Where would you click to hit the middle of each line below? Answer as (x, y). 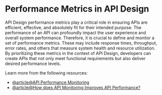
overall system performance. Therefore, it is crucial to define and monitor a (80, 38)
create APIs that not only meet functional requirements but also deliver (75, 58)
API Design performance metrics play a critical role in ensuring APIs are (76, 22)
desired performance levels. (33, 63)
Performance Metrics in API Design (77, 9)
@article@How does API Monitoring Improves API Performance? (76, 87)
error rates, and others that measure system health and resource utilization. (80, 48)
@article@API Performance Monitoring (51, 82)
